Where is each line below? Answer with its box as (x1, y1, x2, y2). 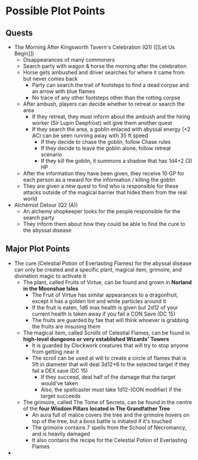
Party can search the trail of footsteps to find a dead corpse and (31, 81, 189, 89)
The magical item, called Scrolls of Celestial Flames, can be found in (23, 329, 190, 336)
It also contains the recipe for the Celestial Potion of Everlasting (31, 436, 187, 443)
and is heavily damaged (31, 430, 90, 437)
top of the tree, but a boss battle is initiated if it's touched (31, 417, 173, 424)
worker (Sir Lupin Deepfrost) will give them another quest (31, 119, 173, 126)
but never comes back (23, 75, 78, 82)
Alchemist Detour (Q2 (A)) (14, 201, 78, 209)
